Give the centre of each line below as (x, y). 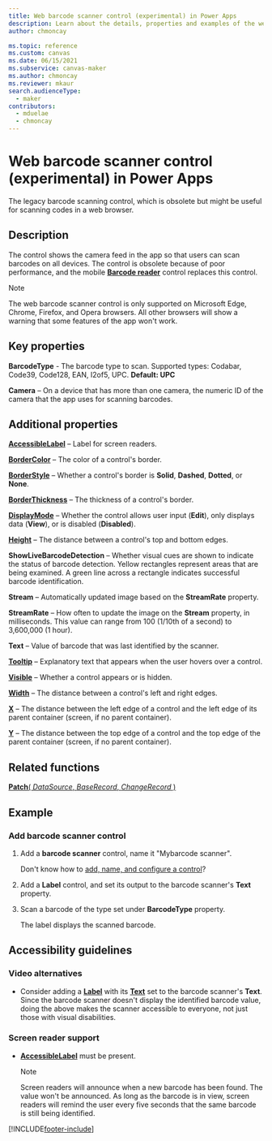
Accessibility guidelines (70, 951)
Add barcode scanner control (67, 836)
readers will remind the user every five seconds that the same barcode (138, 1104)
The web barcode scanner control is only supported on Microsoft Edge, (127, 303)
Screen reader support (54, 1038)
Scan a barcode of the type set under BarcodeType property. (122, 909)
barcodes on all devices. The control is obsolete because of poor (117, 263)
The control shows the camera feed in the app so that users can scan (124, 255)
